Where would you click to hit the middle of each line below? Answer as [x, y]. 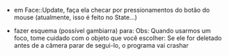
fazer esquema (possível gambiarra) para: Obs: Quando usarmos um [112, 31]
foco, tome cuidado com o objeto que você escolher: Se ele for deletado [118, 38]
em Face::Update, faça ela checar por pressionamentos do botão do [112, 10]
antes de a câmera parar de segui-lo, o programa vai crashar [101, 45]
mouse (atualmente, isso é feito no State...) [76, 17]
